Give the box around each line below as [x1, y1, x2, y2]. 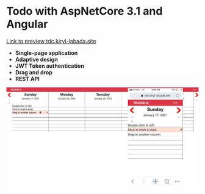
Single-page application [15, 49, 78, 56]
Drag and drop [15, 68, 53, 76]
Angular [6, 17, 48, 31]
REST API [15, 75, 40, 82]
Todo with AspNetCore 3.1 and [6, 4, 163, 18]
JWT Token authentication [15, 62, 84, 70]
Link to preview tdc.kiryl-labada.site [6, 37, 96, 45]
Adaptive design [15, 56, 58, 63]
